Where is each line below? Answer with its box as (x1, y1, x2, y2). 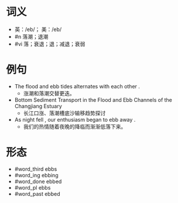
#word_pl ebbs (14, 184, 51, 191)
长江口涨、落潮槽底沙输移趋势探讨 (23, 109, 106, 116)
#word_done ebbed (14, 178, 62, 185)
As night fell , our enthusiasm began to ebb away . (14, 116, 136, 123)
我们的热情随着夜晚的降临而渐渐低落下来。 (23, 123, 126, 130)
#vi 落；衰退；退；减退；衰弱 (14, 40, 85, 47)
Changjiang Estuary (14, 102, 63, 109)
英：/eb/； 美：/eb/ (14, 26, 62, 33)
